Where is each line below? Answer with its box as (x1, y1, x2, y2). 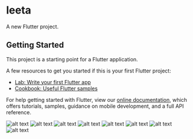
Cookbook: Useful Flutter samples (14, 85, 98, 92)
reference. (6, 108, 31, 115)
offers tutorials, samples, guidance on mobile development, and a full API (6, 102, 184, 110)
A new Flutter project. (6, 23, 59, 30)
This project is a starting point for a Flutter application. (6, 55, 138, 62)
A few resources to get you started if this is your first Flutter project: (6, 67, 171, 74)
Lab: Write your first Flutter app (14, 78, 91, 85)
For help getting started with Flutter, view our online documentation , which (6, 96, 188, 103)
